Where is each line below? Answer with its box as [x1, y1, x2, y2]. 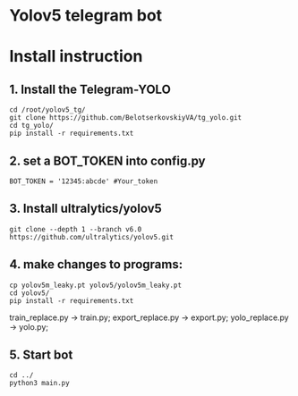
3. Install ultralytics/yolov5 [9, 201, 163, 216]
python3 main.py [9, 379, 70, 388]
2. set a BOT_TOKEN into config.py [9, 153, 206, 168]
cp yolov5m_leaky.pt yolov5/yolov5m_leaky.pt [9, 281, 182, 290]
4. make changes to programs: [9, 257, 183, 273]
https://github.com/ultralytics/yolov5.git [9, 232, 175, 241]
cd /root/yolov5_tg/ [9, 105, 87, 114]
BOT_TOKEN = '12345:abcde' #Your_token [9, 177, 158, 186]
